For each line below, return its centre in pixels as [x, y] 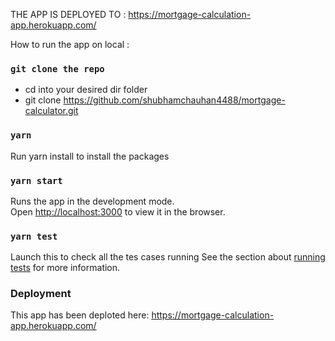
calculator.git [51, 111]
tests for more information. [65, 268]
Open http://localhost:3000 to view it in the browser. [118, 211]
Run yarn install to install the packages [90, 156]
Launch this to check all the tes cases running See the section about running [168, 257]
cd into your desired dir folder [86, 90]
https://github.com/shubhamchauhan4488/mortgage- [174, 100]
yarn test [34, 236]
